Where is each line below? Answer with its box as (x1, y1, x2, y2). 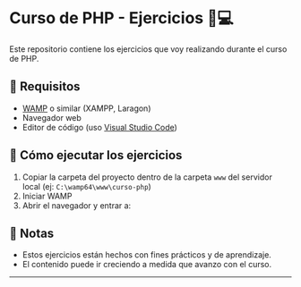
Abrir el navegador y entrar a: (21, 199, 132, 211)
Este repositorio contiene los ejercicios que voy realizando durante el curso (9, 43, 288, 55)
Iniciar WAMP (21, 190, 73, 201)
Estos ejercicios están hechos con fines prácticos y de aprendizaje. (21, 249, 271, 260)
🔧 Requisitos (9, 79, 81, 95)
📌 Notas (9, 225, 55, 241)
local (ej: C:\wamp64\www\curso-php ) (21, 181, 152, 191)
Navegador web (21, 112, 82, 122)
